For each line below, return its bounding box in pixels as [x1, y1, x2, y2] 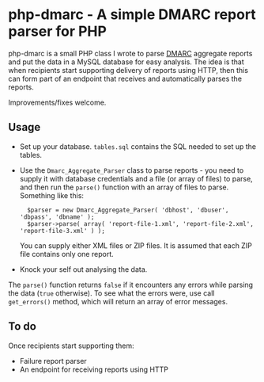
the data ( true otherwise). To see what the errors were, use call [8, 288, 215, 298]
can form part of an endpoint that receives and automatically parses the [8, 74, 243, 83]
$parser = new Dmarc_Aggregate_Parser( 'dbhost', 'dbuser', [27, 206, 229, 214]
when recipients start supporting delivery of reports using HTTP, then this [8, 65, 249, 74]
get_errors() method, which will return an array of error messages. [8, 296, 228, 306]
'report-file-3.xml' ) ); [19, 227, 105, 235]
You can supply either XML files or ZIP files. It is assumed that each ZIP [19, 240, 253, 250]
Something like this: [19, 190, 85, 200]
